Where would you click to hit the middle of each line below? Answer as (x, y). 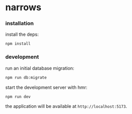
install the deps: (22, 34)
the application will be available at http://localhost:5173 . (66, 106)
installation (20, 24)
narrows (24, 7)
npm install (18, 44)
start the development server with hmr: (47, 87)
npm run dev (18, 97)
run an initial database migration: (40, 68)
